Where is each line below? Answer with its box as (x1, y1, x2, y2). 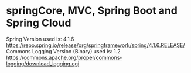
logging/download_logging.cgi (6, 60, 80, 67)
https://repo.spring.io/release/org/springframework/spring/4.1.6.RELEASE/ (6, 42, 186, 49)
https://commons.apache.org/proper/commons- (6, 54, 122, 61)
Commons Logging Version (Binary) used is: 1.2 (6, 48, 121, 54)
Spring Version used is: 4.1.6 (6, 35, 74, 42)
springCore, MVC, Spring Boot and (6, 4, 178, 17)
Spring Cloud (6, 16, 71, 30)
